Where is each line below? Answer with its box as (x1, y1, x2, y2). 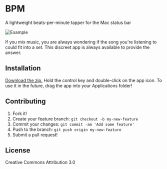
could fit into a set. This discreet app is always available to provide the (5, 44, 150, 50)
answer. (5, 49, 21, 55)
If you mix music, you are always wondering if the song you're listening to (5, 38, 157, 45)
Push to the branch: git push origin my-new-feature (12, 126, 121, 132)
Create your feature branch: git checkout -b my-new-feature (12, 115, 138, 121)
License (5, 146, 30, 154)
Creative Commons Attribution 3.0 (5, 159, 75, 165)
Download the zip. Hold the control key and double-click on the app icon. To (5, 77, 162, 83)
